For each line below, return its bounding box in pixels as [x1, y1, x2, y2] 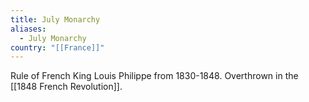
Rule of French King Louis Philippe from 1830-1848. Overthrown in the [10, 70, 299, 82]
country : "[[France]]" [10, 42, 105, 53]
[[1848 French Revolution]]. [10, 81, 123, 93]
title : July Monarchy [10, 14, 101, 25]
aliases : [10, 24, 47, 34]
